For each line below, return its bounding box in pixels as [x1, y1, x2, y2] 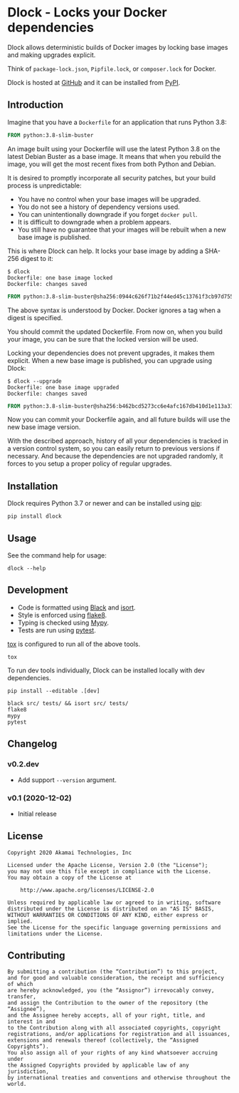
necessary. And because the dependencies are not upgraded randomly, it [7, 452, 223, 461]
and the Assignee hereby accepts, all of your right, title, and [7, 1012, 205, 1020]
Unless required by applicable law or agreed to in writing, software [7, 899, 221, 906]
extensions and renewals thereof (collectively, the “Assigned [7, 1037, 199, 1045]
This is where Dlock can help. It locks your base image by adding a [7, 247, 204, 255]
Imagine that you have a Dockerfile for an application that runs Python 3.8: [7, 118, 228, 126]
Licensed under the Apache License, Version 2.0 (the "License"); [7, 861, 208, 868]
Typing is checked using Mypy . [17, 618, 109, 627]
